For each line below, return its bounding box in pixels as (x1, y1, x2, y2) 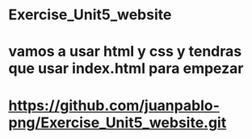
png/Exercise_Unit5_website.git (8, 113, 227, 132)
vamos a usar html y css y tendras (8, 43, 242, 61)
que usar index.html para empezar (8, 59, 244, 78)
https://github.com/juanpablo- (8, 96, 220, 114)
